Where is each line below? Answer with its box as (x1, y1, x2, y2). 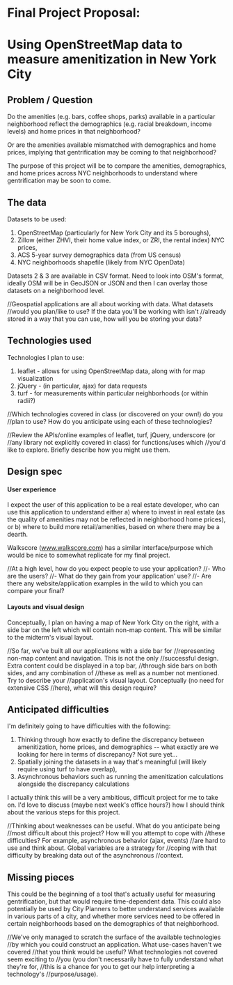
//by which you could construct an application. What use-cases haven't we (7, 940, 223, 949)
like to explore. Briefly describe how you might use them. (7, 446, 170, 454)
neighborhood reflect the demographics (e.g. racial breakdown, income (7, 120, 212, 128)
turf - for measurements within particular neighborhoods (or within (17, 388, 209, 397)
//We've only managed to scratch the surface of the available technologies (7, 933, 221, 941)
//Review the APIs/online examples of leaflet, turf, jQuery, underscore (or (7, 430, 216, 439)
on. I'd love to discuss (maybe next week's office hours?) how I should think (7, 801, 225, 809)
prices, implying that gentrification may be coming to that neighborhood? (7, 148, 217, 157)
